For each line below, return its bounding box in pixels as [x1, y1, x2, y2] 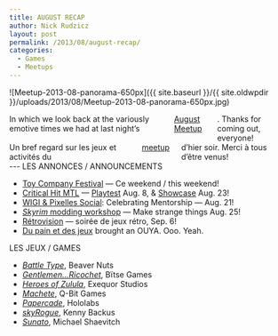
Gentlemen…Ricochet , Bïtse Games [21, 268, 153, 280]
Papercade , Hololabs [21, 297, 99, 308]
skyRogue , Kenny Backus [21, 307, 115, 317]
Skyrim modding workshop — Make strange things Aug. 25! [21, 206, 242, 217]
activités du [9, 151, 52, 162]
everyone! [217, 132, 255, 143]
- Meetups [17, 63, 53, 72]
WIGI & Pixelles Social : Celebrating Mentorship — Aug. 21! [21, 196, 234, 207]
